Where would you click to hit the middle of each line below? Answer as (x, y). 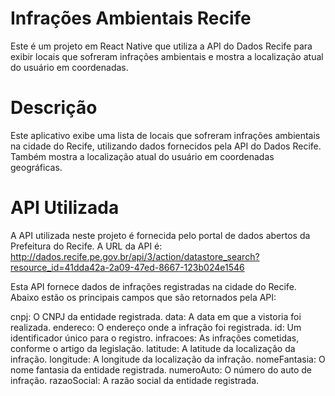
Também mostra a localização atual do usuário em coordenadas (142, 156)
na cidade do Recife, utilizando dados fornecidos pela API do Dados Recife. (166, 146)
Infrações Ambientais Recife (131, 18)
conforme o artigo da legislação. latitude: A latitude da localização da (153, 348)
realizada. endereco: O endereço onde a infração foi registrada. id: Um (156, 327)
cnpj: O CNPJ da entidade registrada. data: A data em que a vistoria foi (156, 316)
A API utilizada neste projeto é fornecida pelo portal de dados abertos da (160, 235)
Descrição (54, 108)
